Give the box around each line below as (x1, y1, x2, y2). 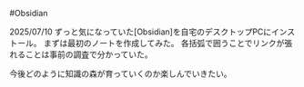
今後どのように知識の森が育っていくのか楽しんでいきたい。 (9, 68, 232, 79)
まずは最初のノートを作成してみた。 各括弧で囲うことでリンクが (43, 38, 285, 48)
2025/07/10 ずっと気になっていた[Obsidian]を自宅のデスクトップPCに (9, 26, 272, 37)
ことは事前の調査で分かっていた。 (25, 49, 153, 60)
